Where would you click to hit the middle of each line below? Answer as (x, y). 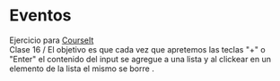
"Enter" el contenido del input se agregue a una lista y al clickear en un (140, 59)
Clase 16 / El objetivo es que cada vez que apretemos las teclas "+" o (138, 49)
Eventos (40, 16)
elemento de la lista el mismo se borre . (82, 69)
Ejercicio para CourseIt (52, 40)
